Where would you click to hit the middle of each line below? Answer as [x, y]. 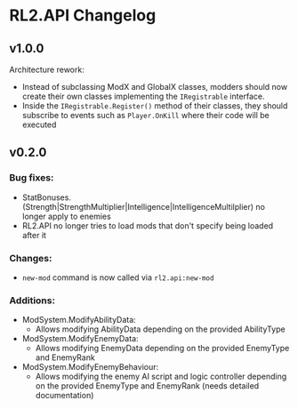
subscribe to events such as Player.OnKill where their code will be [145, 115]
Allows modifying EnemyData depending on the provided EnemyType [162, 349]
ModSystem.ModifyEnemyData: [81, 339]
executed [39, 124]
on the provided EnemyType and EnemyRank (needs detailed [147, 386]
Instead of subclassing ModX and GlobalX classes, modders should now [154, 87]
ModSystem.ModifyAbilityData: [79, 320]
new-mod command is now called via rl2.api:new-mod [118, 277]
